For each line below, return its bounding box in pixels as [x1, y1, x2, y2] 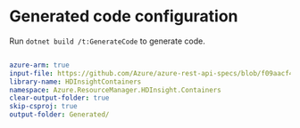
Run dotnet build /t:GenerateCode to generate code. [9, 36, 205, 46]
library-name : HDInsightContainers [9, 77, 142, 86]
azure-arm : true [9, 60, 70, 69]
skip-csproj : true [9, 102, 78, 111]
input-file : [9, 68, 54, 77]
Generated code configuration [9, 6, 238, 27]
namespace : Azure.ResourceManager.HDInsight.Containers [9, 85, 221, 94]
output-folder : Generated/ [9, 110, 110, 119]
